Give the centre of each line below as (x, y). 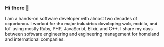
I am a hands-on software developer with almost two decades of (71, 19)
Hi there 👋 (17, 8)
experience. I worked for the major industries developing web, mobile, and (81, 23)
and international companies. (35, 39)
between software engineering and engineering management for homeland (82, 34)
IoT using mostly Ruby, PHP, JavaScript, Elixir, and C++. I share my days (79, 29)
